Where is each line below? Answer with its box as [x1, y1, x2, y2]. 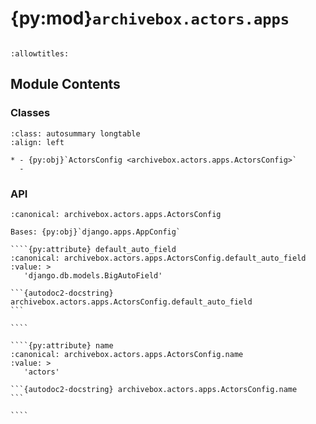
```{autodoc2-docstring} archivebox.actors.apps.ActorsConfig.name [10, 384, 298, 394]
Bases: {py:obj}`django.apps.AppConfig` [10, 227, 182, 237]
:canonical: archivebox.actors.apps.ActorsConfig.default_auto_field [10, 253, 307, 263]
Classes [10, 106, 51, 120]
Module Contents [10, 76, 121, 93]
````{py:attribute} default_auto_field [10, 244, 177, 254]
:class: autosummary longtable [10, 128, 141, 139]
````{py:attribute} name [10, 340, 114, 351]
